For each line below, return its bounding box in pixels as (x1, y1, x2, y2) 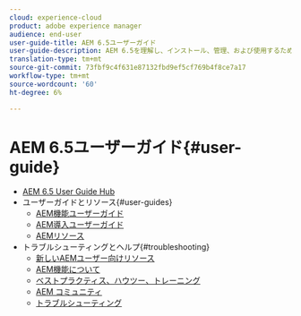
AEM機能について (35, 264, 100, 275)
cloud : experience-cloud (9, 13, 102, 22)
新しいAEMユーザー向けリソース (35, 252, 155, 264)
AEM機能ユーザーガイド (35, 208, 125, 219)
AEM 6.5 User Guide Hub (21, 186, 115, 197)
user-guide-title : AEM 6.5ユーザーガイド (9, 38, 157, 47)
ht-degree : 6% (9, 88, 63, 97)
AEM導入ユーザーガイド (35, 219, 125, 230)
